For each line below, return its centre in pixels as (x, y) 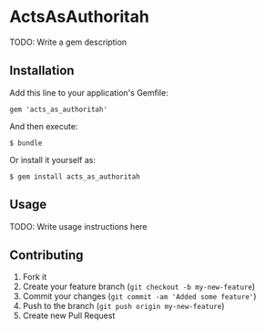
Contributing (46, 255)
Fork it (35, 277)
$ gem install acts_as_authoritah (75, 176)
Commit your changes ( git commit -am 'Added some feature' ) (139, 296)
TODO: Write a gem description (68, 42)
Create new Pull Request (69, 315)
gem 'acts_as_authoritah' (58, 109)
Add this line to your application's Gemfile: (89, 92)
